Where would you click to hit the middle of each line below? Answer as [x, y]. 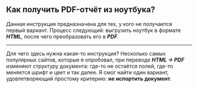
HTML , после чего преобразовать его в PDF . [62, 36]
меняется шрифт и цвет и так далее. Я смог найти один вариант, [88, 72]
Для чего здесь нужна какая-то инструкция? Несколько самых [86, 53]
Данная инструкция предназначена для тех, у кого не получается [89, 24]
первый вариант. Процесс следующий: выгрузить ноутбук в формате [94, 30]
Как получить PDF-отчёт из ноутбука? [81, 10]
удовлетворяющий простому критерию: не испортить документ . [89, 79]
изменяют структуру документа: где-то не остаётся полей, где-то [90, 66]
